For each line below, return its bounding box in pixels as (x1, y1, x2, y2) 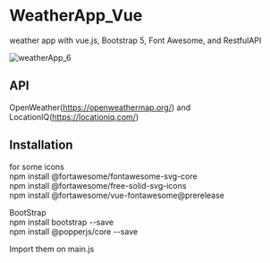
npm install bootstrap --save (9, 216, 114, 227)
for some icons (9, 161, 64, 172)
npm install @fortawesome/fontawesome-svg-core (9, 171, 198, 182)
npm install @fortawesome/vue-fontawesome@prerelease (9, 190, 225, 200)
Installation (9, 138, 73, 153)
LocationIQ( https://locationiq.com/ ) (9, 111, 139, 122)
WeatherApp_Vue (9, 5, 143, 26)
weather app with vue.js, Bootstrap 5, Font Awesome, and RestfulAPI (9, 35, 262, 46)
